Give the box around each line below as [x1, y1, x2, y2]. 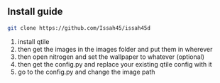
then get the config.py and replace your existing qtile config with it [17, 60, 212, 68]
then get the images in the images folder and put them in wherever [17, 45, 213, 53]
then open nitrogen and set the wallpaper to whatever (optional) [17, 52, 204, 61]
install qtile [17, 37, 50, 45]
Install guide [7, 6, 63, 18]
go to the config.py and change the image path [17, 67, 155, 76]
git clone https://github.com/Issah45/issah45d [7, 24, 151, 31]
